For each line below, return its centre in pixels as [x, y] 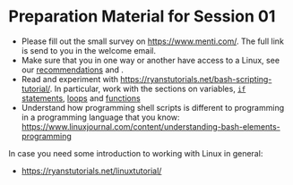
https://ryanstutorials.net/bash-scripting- [196, 79]
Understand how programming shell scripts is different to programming [153, 107]
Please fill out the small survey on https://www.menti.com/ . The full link [152, 41]
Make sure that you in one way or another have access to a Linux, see [150, 60]
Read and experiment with [69, 79]
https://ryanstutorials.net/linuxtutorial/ [91, 171]
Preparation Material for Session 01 [142, 17]
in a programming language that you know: [100, 117]
